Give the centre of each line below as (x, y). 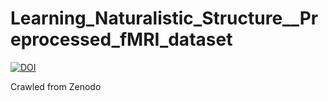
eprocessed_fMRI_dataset (121, 39)
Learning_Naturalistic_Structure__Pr (164, 18)
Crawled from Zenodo (56, 86)
